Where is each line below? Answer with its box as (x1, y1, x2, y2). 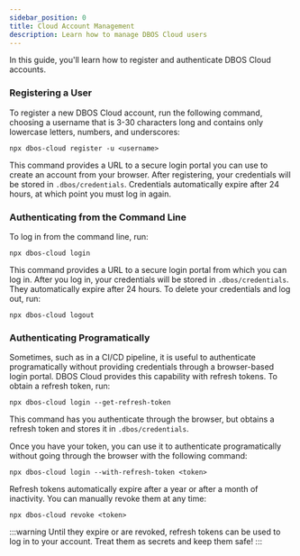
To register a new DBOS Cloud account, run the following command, (9, 107, 263, 118)
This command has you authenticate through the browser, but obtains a (9, 414, 275, 424)
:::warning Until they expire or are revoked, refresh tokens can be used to (9, 526, 281, 537)
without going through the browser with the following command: (9, 451, 248, 461)
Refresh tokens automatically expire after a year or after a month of (9, 484, 259, 495)
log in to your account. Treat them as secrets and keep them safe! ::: (9, 536, 263, 547)
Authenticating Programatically (9, 331, 150, 343)
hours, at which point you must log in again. (9, 188, 172, 199)
